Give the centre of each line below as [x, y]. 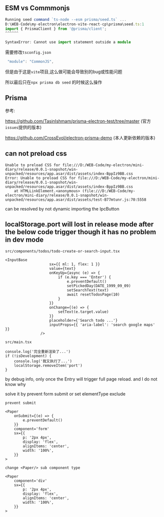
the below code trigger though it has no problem [81, 232]
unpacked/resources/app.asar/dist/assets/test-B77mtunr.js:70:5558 [76, 200]
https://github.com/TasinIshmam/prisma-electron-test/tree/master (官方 [78, 121]
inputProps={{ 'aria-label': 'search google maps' [102, 325]
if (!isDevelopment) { [28, 356]
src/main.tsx [18, 342]
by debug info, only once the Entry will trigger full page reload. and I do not [81, 379]
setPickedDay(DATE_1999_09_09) [99, 286]
